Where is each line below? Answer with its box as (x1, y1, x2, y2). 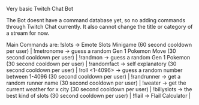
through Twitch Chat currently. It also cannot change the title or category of (6, 23, 193, 30)
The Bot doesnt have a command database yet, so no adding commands (6, 17, 186, 23)
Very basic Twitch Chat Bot (6, 5, 74, 12)
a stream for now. (6, 29, 50, 37)
